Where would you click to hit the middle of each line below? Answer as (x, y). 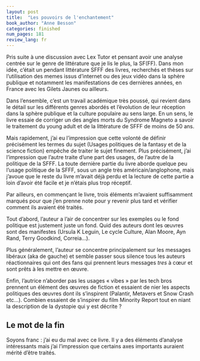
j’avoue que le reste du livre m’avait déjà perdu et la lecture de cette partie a (100, 176)
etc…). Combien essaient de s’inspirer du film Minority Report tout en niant (98, 300)
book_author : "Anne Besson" (41, 23)
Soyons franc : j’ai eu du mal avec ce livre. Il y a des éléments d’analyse (95, 340)
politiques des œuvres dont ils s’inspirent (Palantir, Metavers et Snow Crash (100, 294)
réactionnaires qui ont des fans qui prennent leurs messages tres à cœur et (99, 262)
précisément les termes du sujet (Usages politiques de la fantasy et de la (96, 144)
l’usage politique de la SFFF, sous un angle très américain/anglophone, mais (100, 170)
